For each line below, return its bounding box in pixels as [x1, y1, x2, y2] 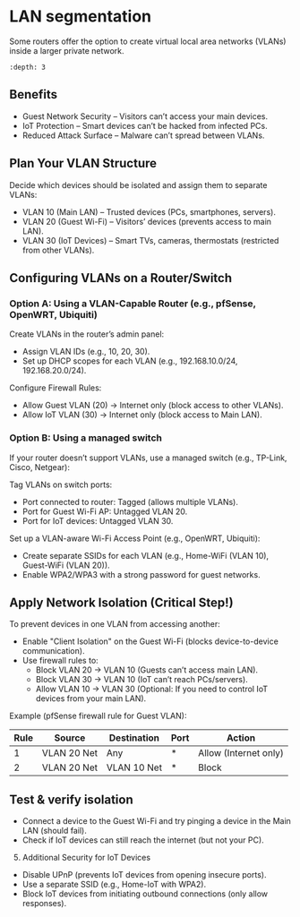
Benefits [9, 87, 58, 102]
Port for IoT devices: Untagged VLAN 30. [21, 515, 174, 526]
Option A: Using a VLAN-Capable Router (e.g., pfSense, [9, 297, 257, 310]
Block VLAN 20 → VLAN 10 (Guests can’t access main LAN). [35, 664, 258, 675]
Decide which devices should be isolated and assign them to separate [9, 179, 268, 190]
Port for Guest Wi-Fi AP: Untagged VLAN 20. [21, 506, 188, 517]
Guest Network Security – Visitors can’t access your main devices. [21, 110, 269, 122]
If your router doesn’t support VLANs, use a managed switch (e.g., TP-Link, [9, 452, 287, 463]
